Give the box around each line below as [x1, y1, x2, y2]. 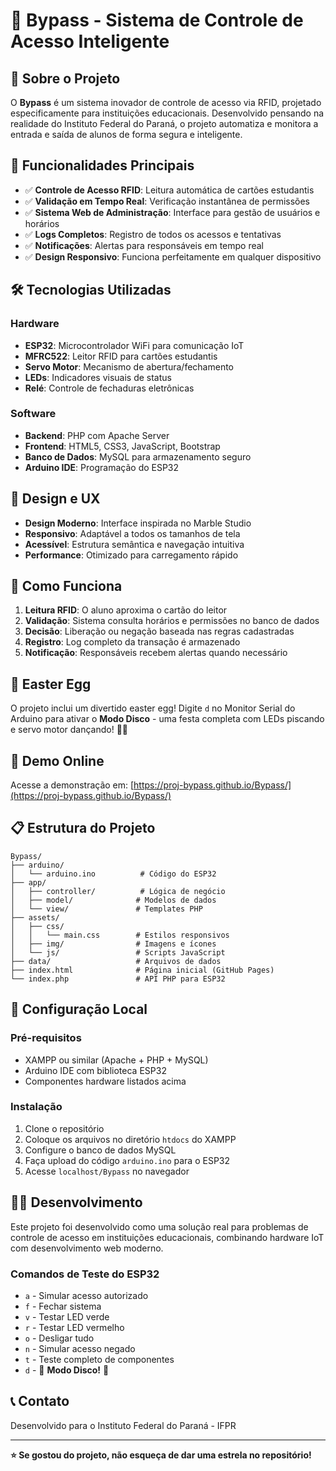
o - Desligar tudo [24, 1332, 95, 1344]
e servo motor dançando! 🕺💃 [10, 724, 129, 736]
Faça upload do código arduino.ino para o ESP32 [24, 1154, 231, 1166]
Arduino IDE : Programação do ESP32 [24, 461, 180, 473]
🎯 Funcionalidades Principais [10, 157, 195, 174]
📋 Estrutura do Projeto [10, 820, 156, 837]
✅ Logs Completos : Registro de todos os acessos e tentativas [24, 228, 282, 240]
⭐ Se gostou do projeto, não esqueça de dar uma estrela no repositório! [10, 1449, 312, 1461]
